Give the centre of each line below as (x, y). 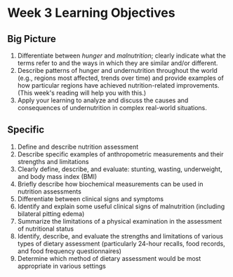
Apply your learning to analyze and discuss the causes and (103, 100)
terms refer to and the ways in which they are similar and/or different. (118, 63)
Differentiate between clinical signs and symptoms (90, 198)
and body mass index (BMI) (57, 176)
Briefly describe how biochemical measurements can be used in (110, 184)
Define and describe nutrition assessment (78, 147)
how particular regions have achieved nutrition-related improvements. (118, 85)
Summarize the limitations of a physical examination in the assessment (120, 221)
